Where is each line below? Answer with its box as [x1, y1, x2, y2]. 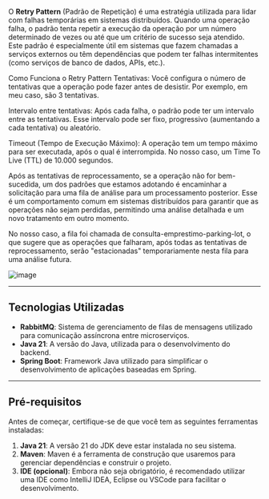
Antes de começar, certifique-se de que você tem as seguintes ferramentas [8, 417, 259, 426]
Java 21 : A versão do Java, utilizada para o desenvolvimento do [19, 339, 231, 348]
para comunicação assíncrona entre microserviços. [19, 330, 190, 340]
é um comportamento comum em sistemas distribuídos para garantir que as [8, 196, 259, 206]
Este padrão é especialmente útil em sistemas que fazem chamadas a [8, 41, 239, 50]
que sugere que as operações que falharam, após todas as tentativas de [8, 238, 247, 247]
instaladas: [8, 425, 44, 435]
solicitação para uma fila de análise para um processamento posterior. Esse [8, 188, 258, 197]
